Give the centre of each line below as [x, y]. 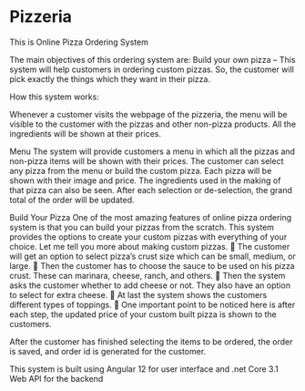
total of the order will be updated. [72, 200]
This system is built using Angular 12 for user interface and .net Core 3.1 [144, 369]
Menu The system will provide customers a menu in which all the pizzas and [152, 151]
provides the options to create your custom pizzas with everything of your [148, 237]
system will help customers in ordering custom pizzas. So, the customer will [152, 69]
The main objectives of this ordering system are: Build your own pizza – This [152, 59]
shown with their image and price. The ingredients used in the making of [145, 180]
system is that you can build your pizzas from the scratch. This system [142, 227]
